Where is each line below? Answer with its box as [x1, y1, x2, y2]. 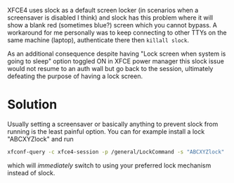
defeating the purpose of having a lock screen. [7, 72, 143, 80]
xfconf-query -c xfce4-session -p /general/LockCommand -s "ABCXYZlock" [7, 148, 225, 156]
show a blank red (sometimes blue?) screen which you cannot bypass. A [7, 21, 218, 29]
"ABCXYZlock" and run [7, 134, 74, 143]
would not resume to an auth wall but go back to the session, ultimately [7, 65, 214, 72]
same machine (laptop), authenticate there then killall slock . [7, 36, 190, 44]
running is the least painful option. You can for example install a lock [7, 127, 205, 136]
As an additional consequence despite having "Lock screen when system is [7, 49, 226, 58]
